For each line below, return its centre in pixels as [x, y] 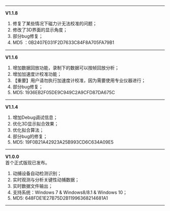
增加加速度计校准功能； [37, 74]
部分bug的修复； [30, 136]
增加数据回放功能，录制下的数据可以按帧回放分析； [66, 68]
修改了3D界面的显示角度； [40, 30]
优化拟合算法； [28, 130]
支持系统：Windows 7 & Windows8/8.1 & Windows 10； [70, 192]
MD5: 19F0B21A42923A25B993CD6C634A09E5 [63, 142]
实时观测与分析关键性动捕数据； [46, 180]
